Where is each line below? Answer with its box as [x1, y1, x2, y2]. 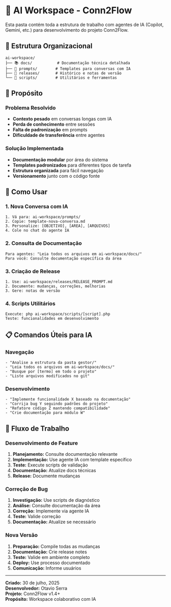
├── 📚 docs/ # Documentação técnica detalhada [5, 60, 130, 65]
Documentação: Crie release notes [12, 549, 88, 555]
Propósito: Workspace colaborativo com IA [5, 596, 96, 602]
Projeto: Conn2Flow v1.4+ [5, 590, 61, 597]
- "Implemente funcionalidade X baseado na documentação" [5, 397, 131, 402]
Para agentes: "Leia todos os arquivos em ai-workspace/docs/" [5, 251, 142, 256]
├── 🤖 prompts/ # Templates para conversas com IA [5, 66, 131, 71]
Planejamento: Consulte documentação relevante [12, 451, 118, 457]
